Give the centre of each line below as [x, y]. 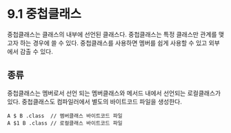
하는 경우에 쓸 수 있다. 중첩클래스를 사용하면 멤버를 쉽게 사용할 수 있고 [113, 43]
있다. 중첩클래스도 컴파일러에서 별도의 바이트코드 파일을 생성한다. [95, 101]
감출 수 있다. [37, 51]
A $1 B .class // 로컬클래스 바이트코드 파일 [65, 123]
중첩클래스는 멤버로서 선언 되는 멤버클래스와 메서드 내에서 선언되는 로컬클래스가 [114, 93]
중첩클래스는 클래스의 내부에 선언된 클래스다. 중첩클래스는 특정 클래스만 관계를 [112, 34]
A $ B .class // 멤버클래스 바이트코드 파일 [65, 116]
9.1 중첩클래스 [44, 14]
